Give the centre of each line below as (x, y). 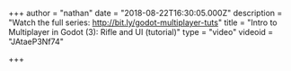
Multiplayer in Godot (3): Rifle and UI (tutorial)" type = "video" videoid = (141, 32)
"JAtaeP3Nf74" (36, 41)
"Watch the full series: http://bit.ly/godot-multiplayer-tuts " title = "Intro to (143, 22)
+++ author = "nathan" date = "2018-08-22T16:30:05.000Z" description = (145, 13)
